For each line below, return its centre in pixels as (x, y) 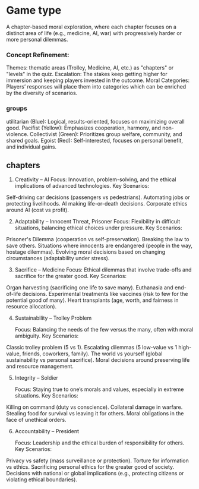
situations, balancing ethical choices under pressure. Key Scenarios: (98, 228)
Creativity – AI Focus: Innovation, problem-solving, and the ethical (95, 179)
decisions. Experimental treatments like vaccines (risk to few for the (105, 294)
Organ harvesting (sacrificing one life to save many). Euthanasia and (90, 288)
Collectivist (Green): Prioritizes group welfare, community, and (106, 134)
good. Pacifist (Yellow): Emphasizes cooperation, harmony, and (84, 128)
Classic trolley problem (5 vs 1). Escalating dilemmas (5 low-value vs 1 (91, 348)
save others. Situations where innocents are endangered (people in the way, (99, 246)
